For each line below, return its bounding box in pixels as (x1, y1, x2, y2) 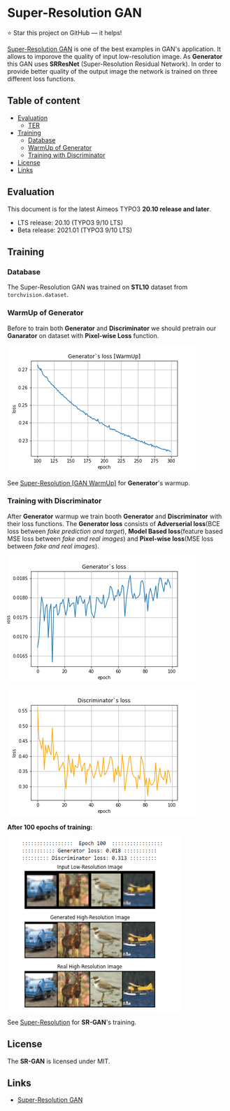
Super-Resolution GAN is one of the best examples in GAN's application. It (7, 44, 222, 53)
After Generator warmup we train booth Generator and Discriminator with (7, 512, 222, 520)
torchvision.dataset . (7, 290, 69, 299)
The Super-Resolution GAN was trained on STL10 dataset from (7, 283, 188, 292)
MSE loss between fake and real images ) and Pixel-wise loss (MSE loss (7, 534, 214, 543)
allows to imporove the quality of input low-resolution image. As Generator (7, 52, 223, 60)
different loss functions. (7, 74, 76, 83)
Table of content (7, 95, 80, 107)
